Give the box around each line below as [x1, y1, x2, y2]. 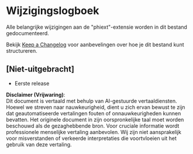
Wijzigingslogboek [6, 4, 99, 18]
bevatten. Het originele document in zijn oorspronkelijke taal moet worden [6, 116, 184, 123]
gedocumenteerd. [6, 29, 50, 36]
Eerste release [14, 80, 50, 87]
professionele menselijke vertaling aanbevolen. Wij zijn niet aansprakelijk [6, 128, 181, 135]
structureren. [6, 47, 38, 54]
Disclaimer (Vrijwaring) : [6, 91, 66, 98]
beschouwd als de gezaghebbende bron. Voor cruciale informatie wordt [6, 122, 180, 129]
